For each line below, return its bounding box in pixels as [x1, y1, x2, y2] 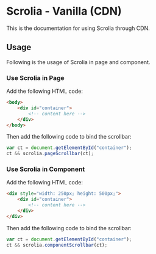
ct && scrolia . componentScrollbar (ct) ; [6, 242, 108, 248]
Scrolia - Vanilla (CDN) [6, 4, 122, 18]
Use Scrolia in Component [6, 165, 85, 173]
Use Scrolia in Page [6, 73, 65, 82]
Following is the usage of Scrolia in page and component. [6, 58, 151, 65]
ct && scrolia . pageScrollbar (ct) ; [6, 151, 94, 157]
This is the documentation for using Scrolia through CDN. [6, 24, 151, 32]
